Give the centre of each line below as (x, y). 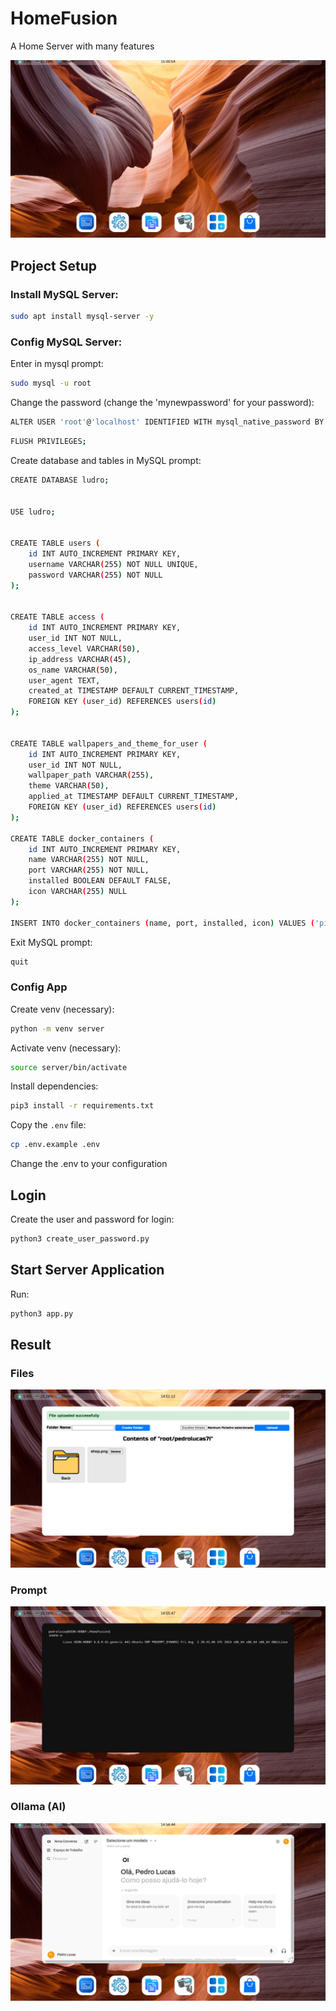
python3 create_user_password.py (80, 1239)
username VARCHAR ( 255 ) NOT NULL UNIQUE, (113, 564)
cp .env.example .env (55, 1145)
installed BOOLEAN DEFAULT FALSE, (100, 881)
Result (31, 1344)
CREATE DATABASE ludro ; (60, 480)
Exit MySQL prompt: (51, 942)
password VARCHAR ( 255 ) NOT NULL (95, 575)
